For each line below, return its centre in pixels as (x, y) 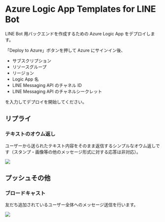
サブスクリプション (32, 60)
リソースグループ (29, 67)
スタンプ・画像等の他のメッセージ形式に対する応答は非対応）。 (77, 152)
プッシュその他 (28, 178)
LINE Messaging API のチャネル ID (47, 85)
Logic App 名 (25, 79)
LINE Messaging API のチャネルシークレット (57, 91)
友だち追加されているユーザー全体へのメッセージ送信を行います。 (72, 205)
